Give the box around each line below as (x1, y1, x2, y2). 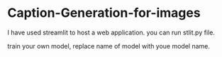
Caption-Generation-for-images (7, 5, 201, 21)
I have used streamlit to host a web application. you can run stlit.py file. (7, 28, 215, 37)
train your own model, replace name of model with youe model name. (7, 42, 211, 50)
